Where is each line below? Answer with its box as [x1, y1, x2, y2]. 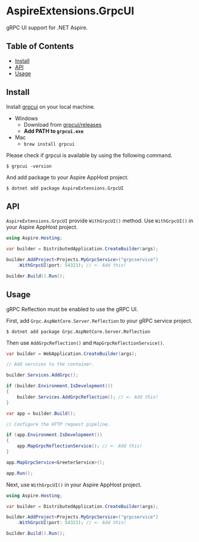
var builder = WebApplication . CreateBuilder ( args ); [6, 351, 137, 357]
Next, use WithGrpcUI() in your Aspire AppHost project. [6, 481, 142, 488]
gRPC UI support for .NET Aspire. [6, 24, 88, 31]
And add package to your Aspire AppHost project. [6, 173, 129, 180]
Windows [14, 115, 38, 122]
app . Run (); [6, 470, 33, 476]
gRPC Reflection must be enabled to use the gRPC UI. [6, 305, 138, 313]
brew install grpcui [23, 141, 75, 147]
